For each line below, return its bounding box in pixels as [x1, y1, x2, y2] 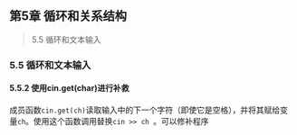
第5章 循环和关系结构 [9, 8, 128, 24]
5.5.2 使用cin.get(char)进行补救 [9, 83, 129, 94]
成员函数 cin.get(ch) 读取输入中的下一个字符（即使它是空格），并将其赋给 [9, 104, 281, 115]
